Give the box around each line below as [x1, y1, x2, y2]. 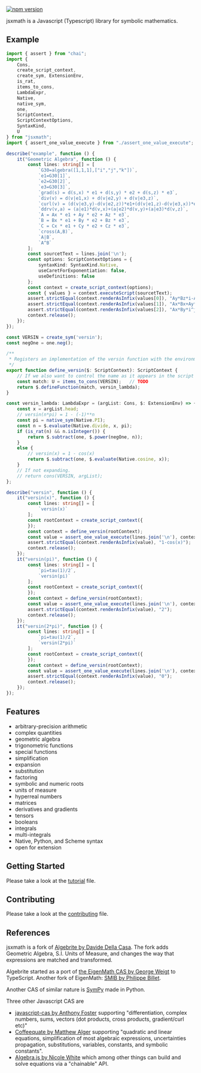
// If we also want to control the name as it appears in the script [17, 372, 194, 379]
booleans [14, 818, 38, 825]
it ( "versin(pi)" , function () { [17, 557, 98, 563]
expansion [14, 761, 41, 768]
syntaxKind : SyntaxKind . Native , [38, 262, 119, 268]
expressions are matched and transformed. [6, 957, 112, 964]
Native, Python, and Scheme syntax [14, 837, 103, 844]
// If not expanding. [17, 467, 71, 473]
